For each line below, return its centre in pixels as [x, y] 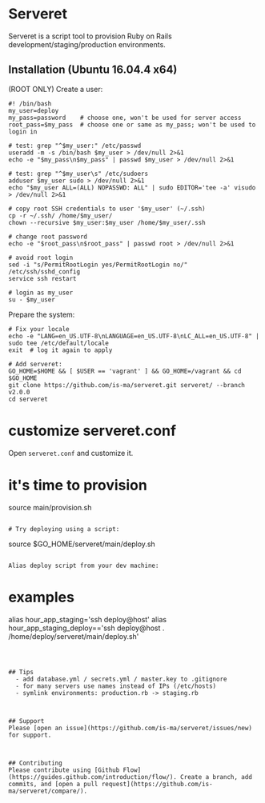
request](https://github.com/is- [157, 784]
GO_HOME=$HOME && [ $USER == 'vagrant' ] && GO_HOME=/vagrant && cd [125, 371]
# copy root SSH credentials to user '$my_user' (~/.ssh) [107, 209]
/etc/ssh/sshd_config [44, 272]
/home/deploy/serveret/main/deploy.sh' [74, 636]
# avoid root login [41, 258]
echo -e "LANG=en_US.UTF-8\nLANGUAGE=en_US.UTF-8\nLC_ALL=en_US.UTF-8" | [134, 336]
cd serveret [28, 399]
